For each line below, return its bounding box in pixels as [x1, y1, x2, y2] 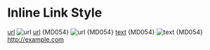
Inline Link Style [7, 5, 103, 21]
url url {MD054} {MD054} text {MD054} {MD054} [7, 28, 204, 36]
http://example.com [7, 35, 65, 43]
